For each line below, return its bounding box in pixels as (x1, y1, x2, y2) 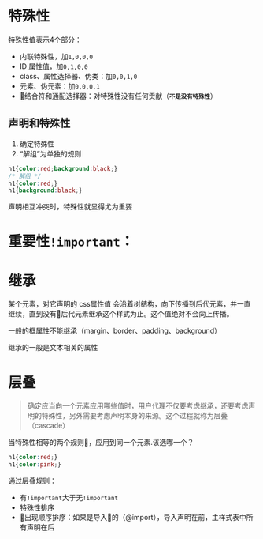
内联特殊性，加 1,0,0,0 (19, 51, 93, 61)
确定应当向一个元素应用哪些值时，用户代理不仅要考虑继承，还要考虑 (27, 401, 249, 411)
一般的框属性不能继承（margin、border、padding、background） (8, 326, 222, 336)
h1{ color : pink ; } (8, 461, 61, 469)
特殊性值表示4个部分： (8, 35, 83, 44)
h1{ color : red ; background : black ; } (8, 164, 118, 172)
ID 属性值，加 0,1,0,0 (19, 61, 88, 71)
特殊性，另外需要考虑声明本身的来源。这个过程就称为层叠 (41, 411, 228, 420)
